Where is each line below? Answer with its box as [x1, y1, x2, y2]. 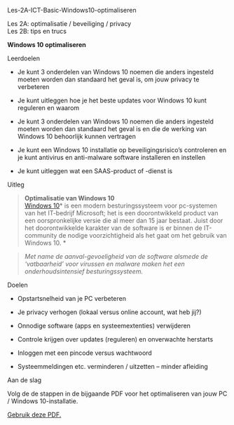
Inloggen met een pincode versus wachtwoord [17, 349, 152, 357]
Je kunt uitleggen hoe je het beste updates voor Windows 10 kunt [17, 96, 207, 104]
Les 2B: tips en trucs [7, 27, 67, 35]
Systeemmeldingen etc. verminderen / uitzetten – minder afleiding [17, 363, 208, 370]
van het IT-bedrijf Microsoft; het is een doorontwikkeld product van [24, 209, 219, 217]
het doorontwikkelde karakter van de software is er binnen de [24, 224, 202, 232]
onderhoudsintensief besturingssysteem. [24, 267, 144, 276]
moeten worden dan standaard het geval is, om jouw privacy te [17, 75, 200, 83]
